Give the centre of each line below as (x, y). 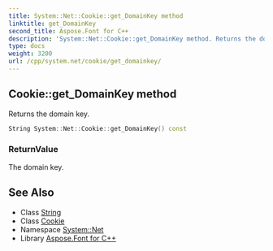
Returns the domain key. (49, 114)
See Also (31, 193)
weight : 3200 (30, 54)
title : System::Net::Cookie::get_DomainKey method (96, 16)
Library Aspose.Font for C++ (68, 238)
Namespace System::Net (62, 229)
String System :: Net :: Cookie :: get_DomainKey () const (97, 128)
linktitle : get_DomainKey (52, 24)
